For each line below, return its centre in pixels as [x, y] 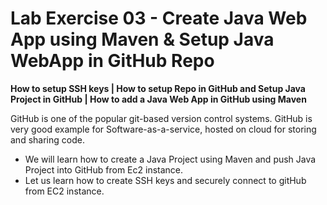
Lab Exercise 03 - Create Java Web [159, 18]
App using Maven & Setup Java [142, 39]
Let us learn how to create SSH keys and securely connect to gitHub [165, 180]
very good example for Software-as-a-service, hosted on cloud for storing [163, 129]
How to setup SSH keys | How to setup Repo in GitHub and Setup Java [158, 88]
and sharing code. [47, 139]
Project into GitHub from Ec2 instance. [104, 169]
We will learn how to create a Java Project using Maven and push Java [170, 159]
